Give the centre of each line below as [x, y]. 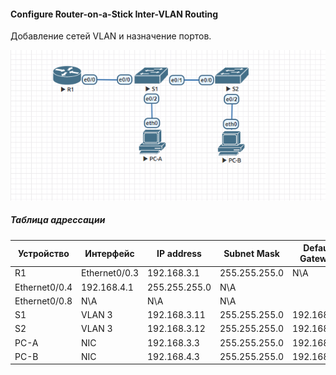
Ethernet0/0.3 [109, 273]
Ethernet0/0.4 [43, 287]
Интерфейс [109, 253]
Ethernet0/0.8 [43, 301]
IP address [179, 253]
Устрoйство [44, 253]
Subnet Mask [251, 253]
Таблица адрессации [58, 220]
